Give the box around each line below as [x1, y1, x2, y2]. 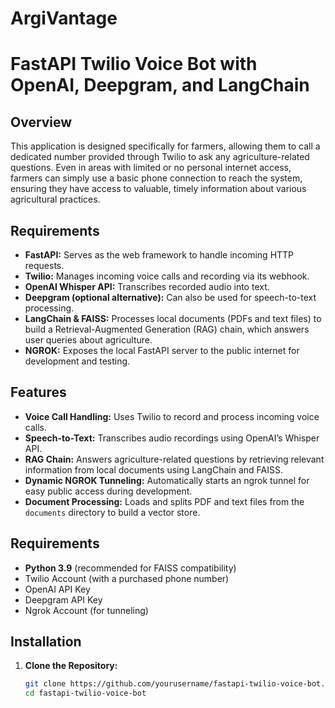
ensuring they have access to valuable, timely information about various [10, 183, 307, 195]
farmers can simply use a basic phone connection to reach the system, [10, 172, 303, 184]
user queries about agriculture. [24, 334, 153, 346]
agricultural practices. [10, 193, 101, 206]
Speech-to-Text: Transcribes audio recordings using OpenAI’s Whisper [24, 432, 320, 444]
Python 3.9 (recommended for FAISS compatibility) [24, 562, 237, 574]
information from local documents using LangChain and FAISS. [24, 463, 283, 476]
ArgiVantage [10, 7, 118, 30]
